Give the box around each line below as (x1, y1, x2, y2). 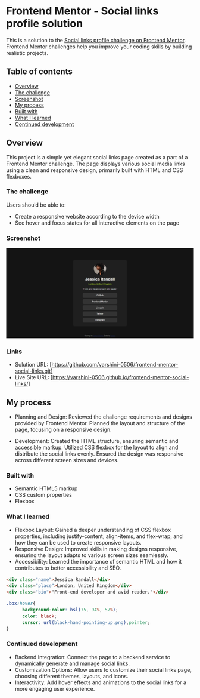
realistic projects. (6, 49, 49, 56)
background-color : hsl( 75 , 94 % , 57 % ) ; (21, 607, 118, 613)
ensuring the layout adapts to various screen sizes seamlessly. (14, 551, 168, 559)
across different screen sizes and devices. (14, 456, 119, 463)
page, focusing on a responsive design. (14, 426, 112, 433)
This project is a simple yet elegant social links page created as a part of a (6, 153, 188, 161)
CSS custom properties (14, 491, 73, 499)
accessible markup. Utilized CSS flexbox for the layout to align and (14, 444, 179, 451)
